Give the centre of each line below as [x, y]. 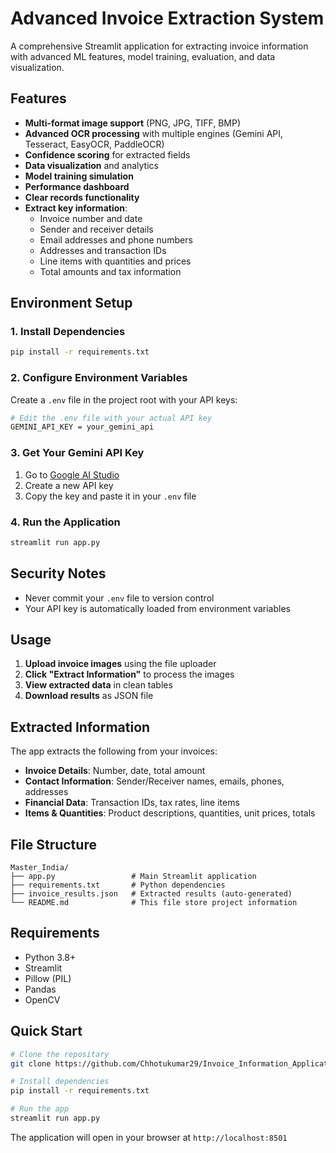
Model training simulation [79, 176]
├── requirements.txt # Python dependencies [118, 885]
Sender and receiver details [96, 229]
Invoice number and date [91, 218]
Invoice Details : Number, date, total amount [115, 771]
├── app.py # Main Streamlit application [133, 877]
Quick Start [46, 1031]
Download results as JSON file [89, 696]
